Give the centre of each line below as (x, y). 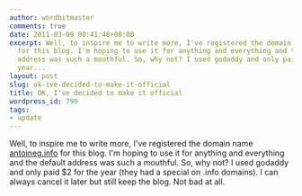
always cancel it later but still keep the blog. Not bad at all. (117, 182)
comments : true (38, 26)
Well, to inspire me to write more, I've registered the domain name (131, 144)
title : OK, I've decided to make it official (96, 93)
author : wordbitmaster (52, 18)
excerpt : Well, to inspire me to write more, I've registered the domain (151, 43)
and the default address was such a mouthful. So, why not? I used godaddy (149, 163)
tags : (19, 110)
